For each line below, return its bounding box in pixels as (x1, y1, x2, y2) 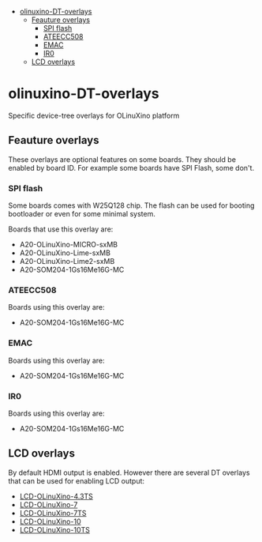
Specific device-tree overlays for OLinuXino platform (8, 111, 180, 120)
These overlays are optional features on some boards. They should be (8, 154, 237, 164)
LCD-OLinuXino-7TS (19, 508, 87, 518)
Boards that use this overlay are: (8, 224, 114, 234)
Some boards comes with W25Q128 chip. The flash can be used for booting (8, 201, 255, 210)
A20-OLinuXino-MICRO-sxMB (19, 240, 118, 250)
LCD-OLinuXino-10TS (19, 525, 91, 534)
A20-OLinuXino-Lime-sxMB (19, 248, 110, 258)
